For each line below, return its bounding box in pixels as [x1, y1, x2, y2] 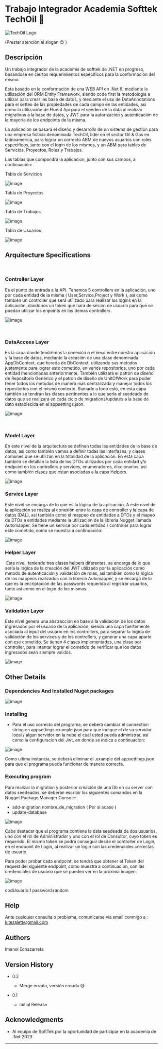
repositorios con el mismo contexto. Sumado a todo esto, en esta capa [5, 386, 147, 392]
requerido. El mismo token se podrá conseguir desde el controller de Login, [5, 838, 156, 844]
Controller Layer [5, 276, 45, 283]
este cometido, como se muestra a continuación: [5, 527, 103, 533]
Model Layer [5, 432, 35, 439]
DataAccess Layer [5, 339, 49, 345]
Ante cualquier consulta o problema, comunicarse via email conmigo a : [5, 914, 148, 920]
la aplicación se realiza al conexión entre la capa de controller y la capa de [5, 507, 154, 513]
